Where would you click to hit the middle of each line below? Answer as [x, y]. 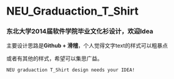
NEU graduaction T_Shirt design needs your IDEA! [71, 70]
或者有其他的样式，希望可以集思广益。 [54, 58]
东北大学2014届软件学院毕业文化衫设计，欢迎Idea [80, 32]
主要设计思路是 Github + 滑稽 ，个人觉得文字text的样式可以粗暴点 [87, 46]
